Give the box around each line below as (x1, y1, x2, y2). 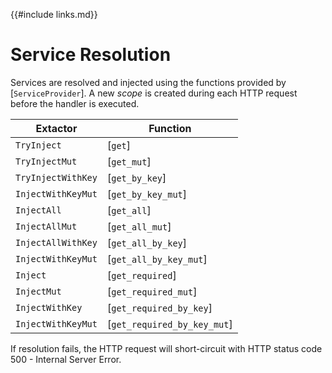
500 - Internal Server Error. (10, 353, 122, 365)
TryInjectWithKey (15, 172, 98, 183)
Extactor (35, 121, 78, 135)
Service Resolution (10, 44, 172, 66)
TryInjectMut (15, 155, 78, 167)
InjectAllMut (15, 220, 78, 232)
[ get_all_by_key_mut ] (106, 252, 208, 266)
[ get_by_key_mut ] (106, 187, 188, 201)
